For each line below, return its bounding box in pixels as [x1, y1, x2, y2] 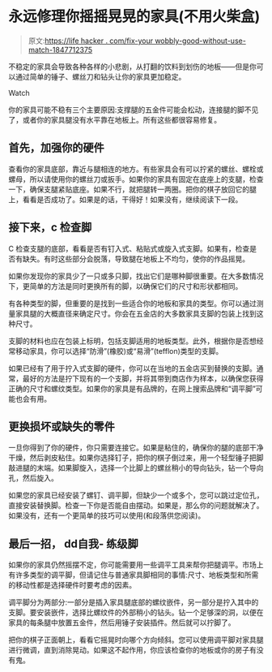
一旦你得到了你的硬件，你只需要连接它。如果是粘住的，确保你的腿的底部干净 [8, 443, 264, 453]
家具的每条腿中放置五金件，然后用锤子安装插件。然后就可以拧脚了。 [8, 618, 236, 627]
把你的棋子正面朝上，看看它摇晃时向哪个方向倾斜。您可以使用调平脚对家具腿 [8, 635, 264, 645]
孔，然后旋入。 [8, 473, 58, 483]
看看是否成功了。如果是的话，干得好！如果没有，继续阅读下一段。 [22, 194, 243, 204]
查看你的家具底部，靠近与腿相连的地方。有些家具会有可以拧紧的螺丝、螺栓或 [8, 164, 264, 174]
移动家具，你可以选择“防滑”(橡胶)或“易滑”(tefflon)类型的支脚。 [15, 346, 223, 355]
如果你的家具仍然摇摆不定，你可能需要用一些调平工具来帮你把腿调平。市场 [8, 560, 257, 570]
